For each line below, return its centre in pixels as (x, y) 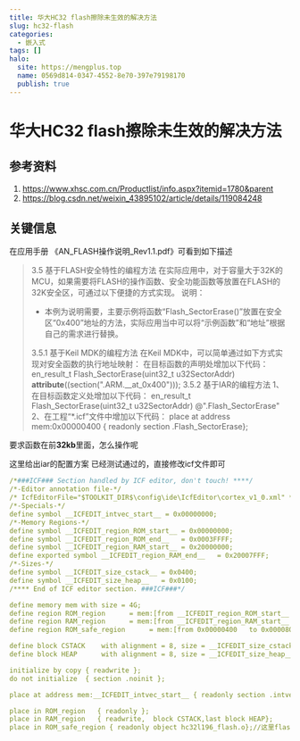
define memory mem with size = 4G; (75, 605)
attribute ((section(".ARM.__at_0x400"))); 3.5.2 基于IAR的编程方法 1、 (157, 385)
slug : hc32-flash (42, 26)
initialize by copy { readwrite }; (75, 670)
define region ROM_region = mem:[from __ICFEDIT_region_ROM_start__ (150, 613)
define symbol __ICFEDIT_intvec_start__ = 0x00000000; (113, 514)
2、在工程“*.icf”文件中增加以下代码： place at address (130, 417)
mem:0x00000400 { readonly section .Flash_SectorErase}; (139, 427)
